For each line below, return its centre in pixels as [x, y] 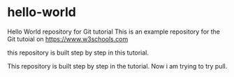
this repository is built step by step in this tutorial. [78, 52]
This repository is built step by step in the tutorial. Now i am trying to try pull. [117, 66]
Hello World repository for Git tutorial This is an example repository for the [114, 31]
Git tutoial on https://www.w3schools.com [68, 38]
